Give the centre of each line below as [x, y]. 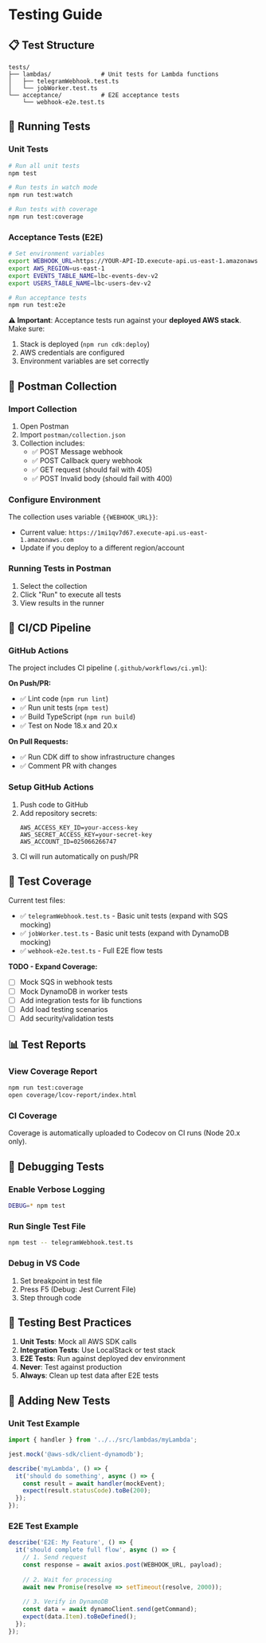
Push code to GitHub [54, 804]
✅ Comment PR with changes [68, 766]
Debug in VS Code [44, 1263]
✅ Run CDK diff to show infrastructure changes [97, 757]
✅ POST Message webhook [77, 452]
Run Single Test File [47, 1226]
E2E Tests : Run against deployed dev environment [102, 1359]
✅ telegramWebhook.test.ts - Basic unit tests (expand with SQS [124, 916]
